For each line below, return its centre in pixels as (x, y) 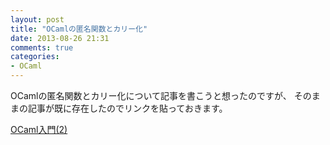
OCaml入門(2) (39, 129)
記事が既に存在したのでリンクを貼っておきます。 (127, 108)
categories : (35, 57)
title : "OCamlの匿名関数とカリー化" (79, 29)
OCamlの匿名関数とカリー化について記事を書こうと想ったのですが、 (151, 95)
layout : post (37, 19)
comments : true (42, 47)
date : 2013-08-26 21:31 (60, 38)
